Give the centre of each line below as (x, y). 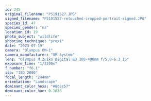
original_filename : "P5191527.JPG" (41, 14)
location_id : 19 (21, 32)
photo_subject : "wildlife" (32, 37)
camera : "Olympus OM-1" (29, 50)
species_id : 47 (20, 23)
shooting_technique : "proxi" (34, 41)
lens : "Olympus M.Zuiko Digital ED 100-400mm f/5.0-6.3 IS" (67, 59)
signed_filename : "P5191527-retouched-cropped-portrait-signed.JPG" (76, 18)
